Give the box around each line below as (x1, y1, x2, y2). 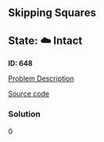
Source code (8, 89, 49, 99)
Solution (8, 109, 41, 120)
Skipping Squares (8, 6, 96, 20)
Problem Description (8, 74, 74, 83)
